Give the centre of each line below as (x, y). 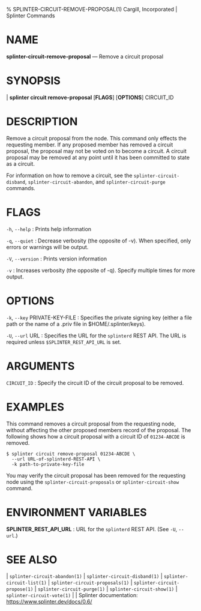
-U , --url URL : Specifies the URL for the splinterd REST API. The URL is (96, 336)
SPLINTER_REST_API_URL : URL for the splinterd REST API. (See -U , (92, 529)
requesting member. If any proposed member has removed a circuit (90, 145)
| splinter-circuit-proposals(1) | (90, 583)
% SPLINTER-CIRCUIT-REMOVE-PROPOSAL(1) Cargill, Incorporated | (92, 9)
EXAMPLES (35, 407)
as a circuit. (20, 164)
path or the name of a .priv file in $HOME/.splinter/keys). (76, 324)
